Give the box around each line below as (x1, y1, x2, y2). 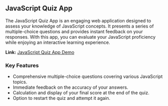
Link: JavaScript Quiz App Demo (5, 49, 75, 55)
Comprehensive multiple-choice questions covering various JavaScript (12, 73, 163, 79)
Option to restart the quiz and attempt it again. (12, 95, 111, 101)
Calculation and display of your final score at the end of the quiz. (12, 90, 150, 96)
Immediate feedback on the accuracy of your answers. (12, 84, 129, 91)
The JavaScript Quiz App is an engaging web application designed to (5, 17, 151, 23)
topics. (12, 79, 28, 85)
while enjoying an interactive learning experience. (5, 39, 110, 45)
